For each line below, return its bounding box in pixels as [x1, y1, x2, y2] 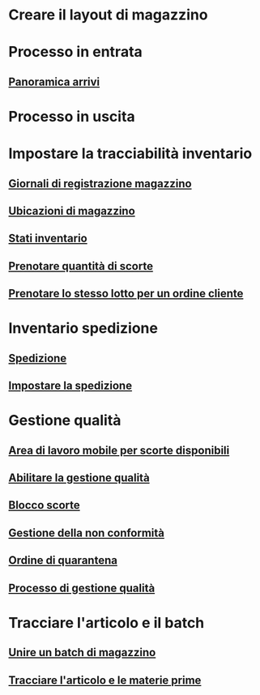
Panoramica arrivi [8, 75, 100, 88]
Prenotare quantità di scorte [8, 259, 154, 273]
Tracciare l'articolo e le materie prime [8, 673, 202, 687]
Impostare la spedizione [8, 379, 132, 393]
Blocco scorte [8, 498, 80, 512]
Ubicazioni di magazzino [8, 204, 135, 218]
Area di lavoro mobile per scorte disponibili [8, 443, 230, 457]
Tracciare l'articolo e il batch [8, 613, 205, 632]
